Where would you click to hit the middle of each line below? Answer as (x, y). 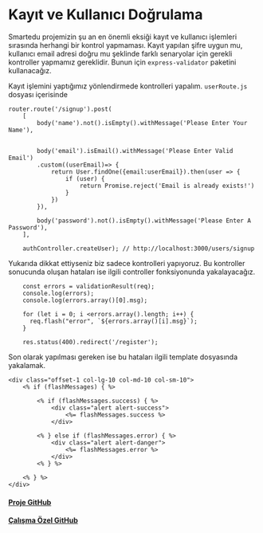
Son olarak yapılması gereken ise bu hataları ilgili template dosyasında (123, 357)
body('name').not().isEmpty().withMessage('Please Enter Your (142, 123)
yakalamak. (27, 365)
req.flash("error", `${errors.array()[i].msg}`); (113, 321)
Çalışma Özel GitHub (43, 520)
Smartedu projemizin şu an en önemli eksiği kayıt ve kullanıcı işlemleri (123, 37)
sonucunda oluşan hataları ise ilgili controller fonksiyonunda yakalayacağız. (132, 272)
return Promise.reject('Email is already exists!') (167, 186)
